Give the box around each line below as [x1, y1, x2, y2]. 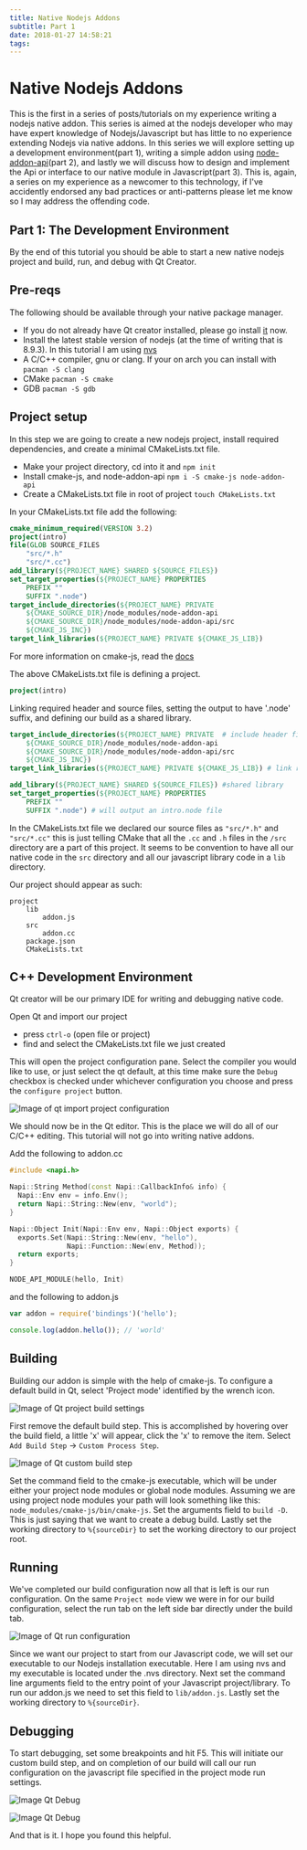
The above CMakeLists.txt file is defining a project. [9, 668, 201, 679]
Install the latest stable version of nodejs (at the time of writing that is [22, 334, 283, 345]
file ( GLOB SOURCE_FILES [9, 541, 101, 550]
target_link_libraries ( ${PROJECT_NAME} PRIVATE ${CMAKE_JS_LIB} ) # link [9, 764, 292, 773]
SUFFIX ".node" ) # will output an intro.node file [26, 806, 223, 815]
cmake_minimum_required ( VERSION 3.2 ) [9, 523, 153, 533]
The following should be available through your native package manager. [9, 307, 283, 318]
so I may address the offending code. [9, 196, 151, 206]
